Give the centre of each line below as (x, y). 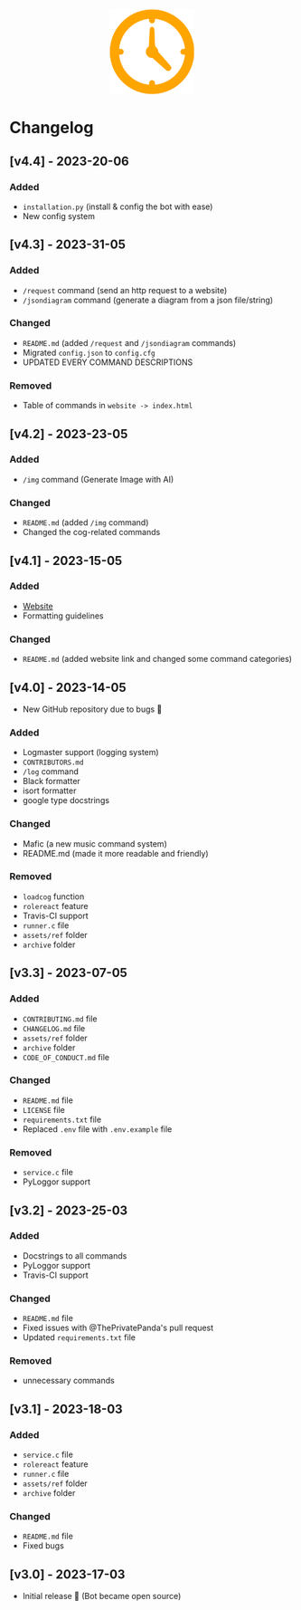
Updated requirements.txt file (79, 1337)
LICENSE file (43, 1109)
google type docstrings (66, 800)
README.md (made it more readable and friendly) (116, 853)
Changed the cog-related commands (91, 532)
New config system (58, 216)
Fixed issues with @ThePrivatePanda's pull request (118, 1328)
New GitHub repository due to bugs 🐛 (92, 709)
